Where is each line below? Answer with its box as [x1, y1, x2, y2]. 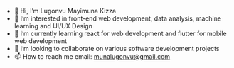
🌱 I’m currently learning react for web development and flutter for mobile [14, 29, 228, 38]
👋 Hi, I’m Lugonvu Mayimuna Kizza [14, 7, 116, 15]
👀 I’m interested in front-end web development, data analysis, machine [14, 14, 222, 23]
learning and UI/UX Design [14, 22, 92, 30]
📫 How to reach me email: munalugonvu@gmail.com [14, 52, 171, 60]
